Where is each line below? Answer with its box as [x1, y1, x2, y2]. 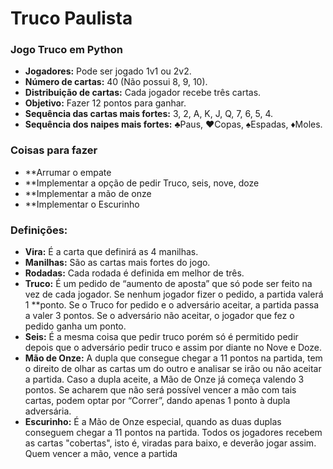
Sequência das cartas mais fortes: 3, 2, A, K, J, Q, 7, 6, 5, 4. [24, 108, 274, 120]
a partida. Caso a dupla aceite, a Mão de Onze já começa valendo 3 [24, 373, 305, 386]
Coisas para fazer [10, 143, 98, 157]
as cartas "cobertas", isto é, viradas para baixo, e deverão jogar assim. [24, 437, 317, 449]
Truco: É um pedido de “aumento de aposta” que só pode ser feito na [24, 278, 313, 290]
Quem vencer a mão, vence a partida [24, 448, 178, 460]
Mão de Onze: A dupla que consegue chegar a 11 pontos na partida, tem [24, 352, 323, 364]
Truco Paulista [10, 7, 133, 30]
